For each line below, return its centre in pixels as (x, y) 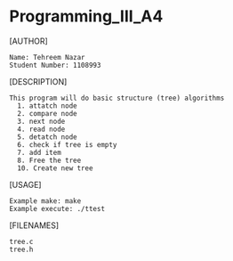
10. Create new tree (55, 168)
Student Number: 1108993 (55, 65)
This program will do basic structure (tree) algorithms (117, 98)
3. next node (41, 121)
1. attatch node (47, 106)
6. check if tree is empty (67, 144)
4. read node (41, 129)
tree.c (21, 241)
